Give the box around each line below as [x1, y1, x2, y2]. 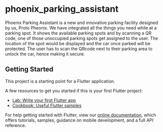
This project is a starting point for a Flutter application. [5, 78, 115, 84]
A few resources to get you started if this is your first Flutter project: [5, 87, 143, 94]
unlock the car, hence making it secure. [5, 51, 85, 57]
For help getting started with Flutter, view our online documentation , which [5, 112, 157, 118]
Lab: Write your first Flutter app [12, 97, 76, 103]
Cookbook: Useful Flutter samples [12, 102, 82, 108]
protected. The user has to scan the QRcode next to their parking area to [5, 46, 153, 52]
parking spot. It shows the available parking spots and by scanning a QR [5, 30, 152, 36]
